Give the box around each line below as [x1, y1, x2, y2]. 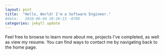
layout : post [5, 7, 32, 12]
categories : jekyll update [5, 20, 60, 26]
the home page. [5, 44, 37, 50]
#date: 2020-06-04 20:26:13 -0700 [5, 16, 80, 21]
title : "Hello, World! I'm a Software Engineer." [5, 12, 111, 17]
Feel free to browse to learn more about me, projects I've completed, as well [5, 34, 160, 40]
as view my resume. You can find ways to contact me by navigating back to [5, 39, 158, 45]
